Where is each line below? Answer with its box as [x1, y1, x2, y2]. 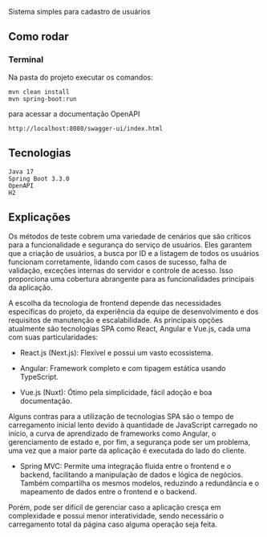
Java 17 [8, 168, 34, 176]
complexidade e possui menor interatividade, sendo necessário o [8, 511, 225, 521]
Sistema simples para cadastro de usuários [8, 7, 151, 16]
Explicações [8, 210, 71, 224]
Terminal [8, 54, 44, 65]
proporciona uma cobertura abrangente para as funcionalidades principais [8, 275, 255, 284]
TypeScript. [19, 372, 59, 382]
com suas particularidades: [8, 332, 99, 342]
